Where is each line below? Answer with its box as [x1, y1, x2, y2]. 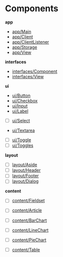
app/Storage [12, 44, 37, 50]
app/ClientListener [12, 39, 49, 45]
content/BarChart [12, 217, 47, 223]
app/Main [12, 28, 31, 34]
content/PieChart [12, 237, 47, 243]
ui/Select [12, 117, 30, 123]
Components [5, 3, 59, 14]
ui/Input [12, 103, 28, 109]
